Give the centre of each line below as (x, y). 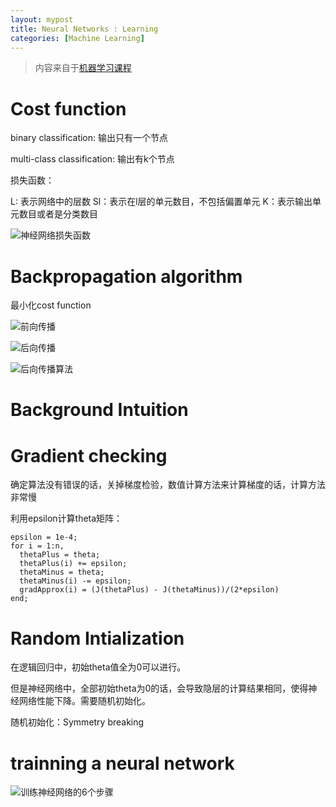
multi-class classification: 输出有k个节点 (92, 159)
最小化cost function (51, 305)
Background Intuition (99, 410)
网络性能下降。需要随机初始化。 (84, 701)
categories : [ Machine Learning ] (77, 38)
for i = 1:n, (37, 546)
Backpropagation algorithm (126, 276)
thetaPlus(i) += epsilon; (73, 564)
